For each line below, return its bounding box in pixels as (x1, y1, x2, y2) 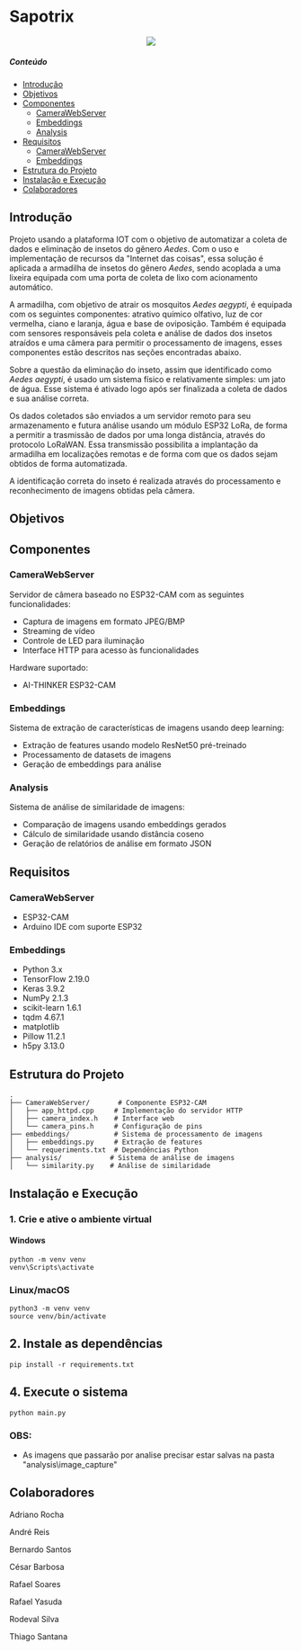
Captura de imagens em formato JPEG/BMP (22, 616, 186, 627)
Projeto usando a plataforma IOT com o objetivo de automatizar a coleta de (9, 234, 288, 245)
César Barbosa (9, 1561, 65, 1572)
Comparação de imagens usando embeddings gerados (22, 819, 227, 830)
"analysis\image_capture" (22, 1459, 118, 1469)
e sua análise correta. (9, 393, 90, 404)
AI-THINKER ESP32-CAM (22, 679, 117, 690)
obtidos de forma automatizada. (9, 458, 128, 469)
